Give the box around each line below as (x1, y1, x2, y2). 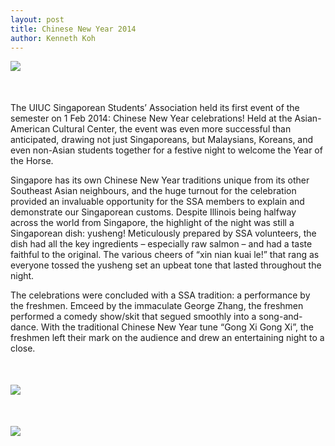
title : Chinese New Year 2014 (10, 24, 137, 34)
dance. (10, 321, 39, 333)
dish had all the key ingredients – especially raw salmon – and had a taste (10, 238, 313, 250)
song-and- (258, 311, 303, 323)
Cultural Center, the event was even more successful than (52, 123, 292, 135)
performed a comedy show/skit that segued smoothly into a (10, 311, 257, 323)
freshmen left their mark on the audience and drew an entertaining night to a (10, 332, 325, 344)
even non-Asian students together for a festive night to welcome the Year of (10, 144, 323, 156)
